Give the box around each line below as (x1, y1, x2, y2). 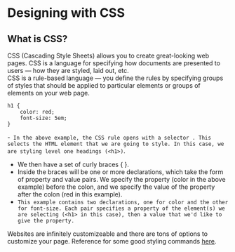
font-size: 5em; (20, 114, 68, 121)
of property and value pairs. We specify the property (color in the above (17, 175, 226, 183)
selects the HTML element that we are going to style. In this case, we (7, 140, 224, 147)
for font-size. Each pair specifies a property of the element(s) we (17, 205, 226, 212)
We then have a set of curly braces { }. (17, 160, 130, 168)
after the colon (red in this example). (17, 190, 123, 198)
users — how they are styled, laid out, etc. (7, 67, 130, 74)
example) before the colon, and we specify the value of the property (17, 183, 215, 191)
